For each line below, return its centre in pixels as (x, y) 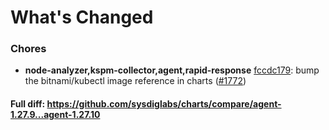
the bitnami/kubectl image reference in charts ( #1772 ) (135, 81)
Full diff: (28, 104)
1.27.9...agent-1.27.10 (55, 115)
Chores (28, 49)
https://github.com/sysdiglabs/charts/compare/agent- (164, 104)
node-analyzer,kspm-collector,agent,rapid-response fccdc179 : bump (172, 70)
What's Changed (82, 17)
